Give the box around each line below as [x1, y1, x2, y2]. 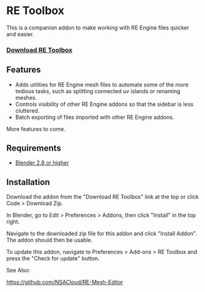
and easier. [6, 30, 35, 37]
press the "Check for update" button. [6, 255, 100, 262]
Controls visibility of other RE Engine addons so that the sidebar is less [15, 100, 194, 108]
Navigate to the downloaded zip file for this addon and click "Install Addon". [6, 230, 197, 238]
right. [6, 218, 20, 225]
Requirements [6, 143, 61, 154]
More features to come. [6, 125, 66, 132]
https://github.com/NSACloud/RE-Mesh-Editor [6, 279, 124, 286]
